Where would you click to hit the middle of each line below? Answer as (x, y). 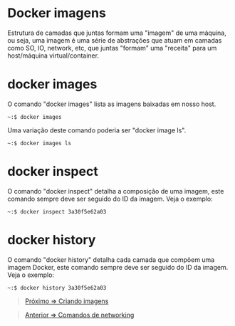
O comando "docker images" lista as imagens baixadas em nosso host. (112, 104)
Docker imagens (57, 13)
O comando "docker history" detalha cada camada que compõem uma (111, 259)
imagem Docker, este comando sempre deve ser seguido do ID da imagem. (118, 267)
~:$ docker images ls (40, 143)
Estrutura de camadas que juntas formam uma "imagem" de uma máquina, (117, 33)
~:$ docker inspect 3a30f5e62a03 (57, 211)
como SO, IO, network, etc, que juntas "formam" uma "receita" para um (112, 48)
